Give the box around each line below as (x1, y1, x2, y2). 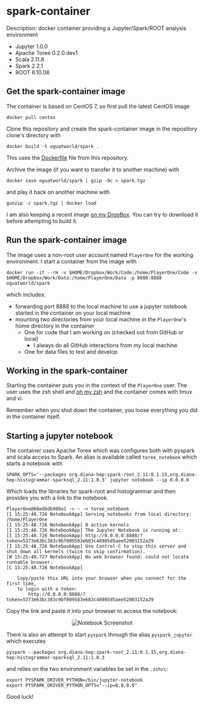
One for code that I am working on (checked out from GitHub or (24, 328, 184, 336)
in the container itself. (6, 413, 61, 420)
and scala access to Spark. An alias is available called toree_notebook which (6, 453, 197, 461)
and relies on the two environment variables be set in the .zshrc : (6, 665, 169, 673)
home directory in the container (15, 322, 94, 329)
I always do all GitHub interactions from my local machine (33, 342, 178, 349)
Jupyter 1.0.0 (15, 43, 48, 50)
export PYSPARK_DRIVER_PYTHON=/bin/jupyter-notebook (6, 677, 143, 684)
